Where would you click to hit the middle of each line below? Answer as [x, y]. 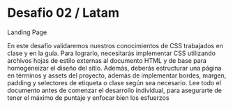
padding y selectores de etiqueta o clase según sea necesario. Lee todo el [114, 82]
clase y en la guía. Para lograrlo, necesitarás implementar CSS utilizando [112, 53]
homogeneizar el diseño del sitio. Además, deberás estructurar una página [114, 68]
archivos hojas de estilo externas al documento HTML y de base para [107, 60]
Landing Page [27, 32]
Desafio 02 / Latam [63, 13]
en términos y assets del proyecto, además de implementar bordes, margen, [117, 75]
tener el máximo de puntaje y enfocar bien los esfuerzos [88, 97]
